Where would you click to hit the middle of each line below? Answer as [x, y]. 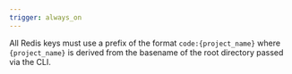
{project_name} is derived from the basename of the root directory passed [146, 52]
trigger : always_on [46, 17]
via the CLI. [30, 62]
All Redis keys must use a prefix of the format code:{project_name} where [145, 43]
